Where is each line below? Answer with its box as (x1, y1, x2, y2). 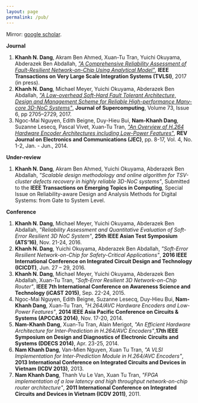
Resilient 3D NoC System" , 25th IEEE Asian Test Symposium (28, 232, 178, 240)
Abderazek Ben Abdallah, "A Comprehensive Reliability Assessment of (14, 60, 187, 67)
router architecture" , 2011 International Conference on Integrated (14, 384, 177, 391)
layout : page (6, 8, 39, 15)
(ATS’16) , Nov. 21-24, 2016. (14, 238, 82, 245)
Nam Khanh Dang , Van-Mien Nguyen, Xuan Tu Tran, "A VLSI (14, 346, 163, 353)
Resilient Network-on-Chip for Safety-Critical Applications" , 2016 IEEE (14, 251, 188, 259)
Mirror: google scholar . (6, 30, 62, 37)
